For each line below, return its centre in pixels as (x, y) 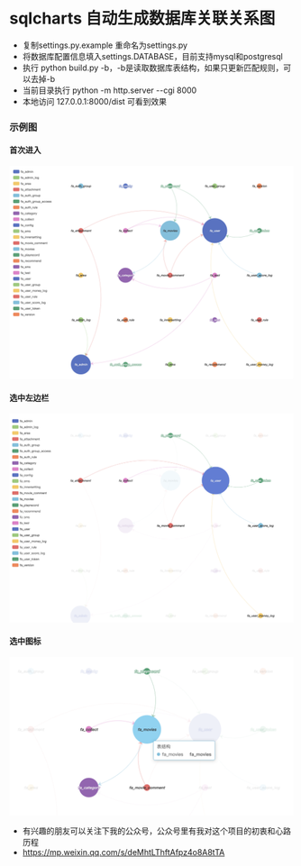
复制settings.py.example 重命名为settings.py (105, 45)
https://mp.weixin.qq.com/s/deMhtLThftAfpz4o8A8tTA (123, 852)
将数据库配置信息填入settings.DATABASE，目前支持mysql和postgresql (153, 56)
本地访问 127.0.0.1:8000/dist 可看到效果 (95, 101)
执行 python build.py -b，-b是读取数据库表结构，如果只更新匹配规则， (153, 68)
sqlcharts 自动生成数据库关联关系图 (142, 18)
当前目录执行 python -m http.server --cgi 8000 (109, 90)
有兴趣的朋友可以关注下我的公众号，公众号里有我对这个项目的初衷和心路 (156, 831)
